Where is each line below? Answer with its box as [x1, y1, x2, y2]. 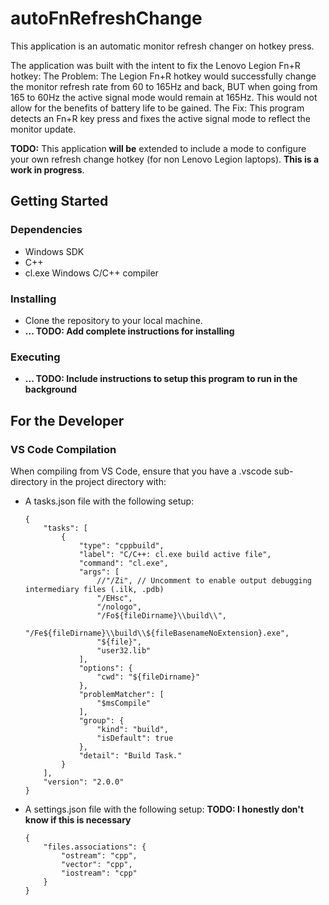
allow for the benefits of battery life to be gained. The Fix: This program [10, 102, 305, 114]
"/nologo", [96, 602, 142, 612]
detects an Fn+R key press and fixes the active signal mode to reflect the [10, 112, 311, 124]
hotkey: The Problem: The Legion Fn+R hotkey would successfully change [10, 70, 317, 82]
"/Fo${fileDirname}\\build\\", [96, 610, 227, 621]
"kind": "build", [96, 724, 169, 734]
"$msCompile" [96, 698, 152, 708]
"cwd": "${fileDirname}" [96, 672, 200, 682]
